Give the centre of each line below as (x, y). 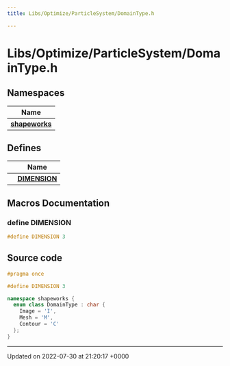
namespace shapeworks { (41, 298)
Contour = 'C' (39, 324)
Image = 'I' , (38, 311)
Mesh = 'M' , (36, 318)
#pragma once (26, 274)
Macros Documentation (59, 203)
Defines (24, 148)
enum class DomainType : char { (60, 305)
